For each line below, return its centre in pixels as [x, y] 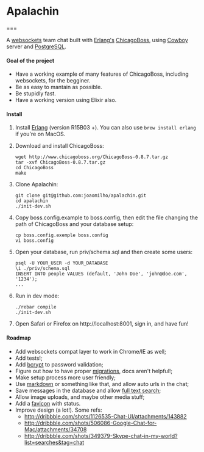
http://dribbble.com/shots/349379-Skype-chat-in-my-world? [101, 436]
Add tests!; [29, 358]
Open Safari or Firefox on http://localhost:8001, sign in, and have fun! [102, 324]
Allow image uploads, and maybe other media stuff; [80, 397]
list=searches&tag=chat [54, 442]
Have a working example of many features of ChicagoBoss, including [102, 74]
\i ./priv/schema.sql [42, 269]
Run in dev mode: [37, 296]
